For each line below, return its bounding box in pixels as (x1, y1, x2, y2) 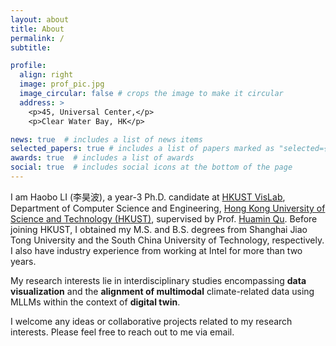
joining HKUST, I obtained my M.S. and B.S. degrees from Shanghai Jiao (10, 223, 308, 235)
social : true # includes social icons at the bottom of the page (10, 162, 293, 173)
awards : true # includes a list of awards (10, 153, 195, 163)
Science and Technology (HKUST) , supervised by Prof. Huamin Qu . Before (10, 212, 318, 225)
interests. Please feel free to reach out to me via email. (10, 326, 235, 338)
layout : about (10, 14, 70, 25)
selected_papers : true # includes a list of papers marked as (10, 144, 275, 154)
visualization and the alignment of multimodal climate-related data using (10, 285, 315, 297)
